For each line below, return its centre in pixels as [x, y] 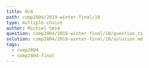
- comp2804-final [33, 56]
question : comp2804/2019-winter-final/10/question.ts [75, 34]
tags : [13, 45]
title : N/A [20, 12]
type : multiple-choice [34, 22]
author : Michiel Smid [33, 28]
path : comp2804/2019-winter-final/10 [53, 17]
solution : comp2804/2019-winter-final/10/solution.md [75, 39]
